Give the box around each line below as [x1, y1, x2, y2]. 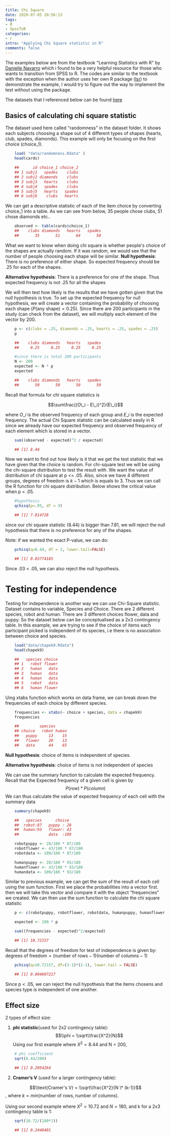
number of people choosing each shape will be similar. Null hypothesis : [5, 253, 156, 259]
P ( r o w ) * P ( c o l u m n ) [65, 785, 106, 791]
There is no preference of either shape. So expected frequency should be [5, 259, 160, 265]
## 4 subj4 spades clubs [14, 184, 79, 189]
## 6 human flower [14, 685, 58, 690]
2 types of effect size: [5, 1015, 51, 1021]
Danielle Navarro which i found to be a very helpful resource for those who [5, 65, 162, 71]
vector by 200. [5, 316, 36, 322]
